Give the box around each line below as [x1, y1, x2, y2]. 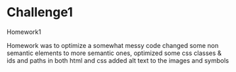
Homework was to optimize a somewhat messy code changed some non [6, 41, 219, 49]
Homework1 [6, 28, 42, 36]
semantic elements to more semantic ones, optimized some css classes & [6, 49, 222, 57]
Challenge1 [6, 4, 74, 20]
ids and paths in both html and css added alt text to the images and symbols [6, 56, 230, 64]
